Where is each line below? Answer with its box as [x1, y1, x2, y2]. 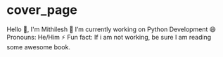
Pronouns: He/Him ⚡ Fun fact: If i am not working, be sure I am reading [6, 33, 212, 41]
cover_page [6, 2, 78, 18]
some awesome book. [6, 42, 71, 51]
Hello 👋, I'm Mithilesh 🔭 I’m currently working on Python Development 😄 [6, 25, 216, 33]
